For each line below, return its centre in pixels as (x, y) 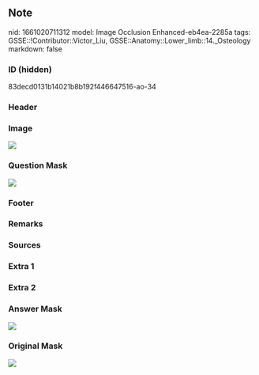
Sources (24, 245)
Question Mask (38, 165)
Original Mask (36, 346)
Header (23, 108)
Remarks (26, 224)
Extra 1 (21, 267)
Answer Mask (35, 309)
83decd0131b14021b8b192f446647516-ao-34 (82, 87)
